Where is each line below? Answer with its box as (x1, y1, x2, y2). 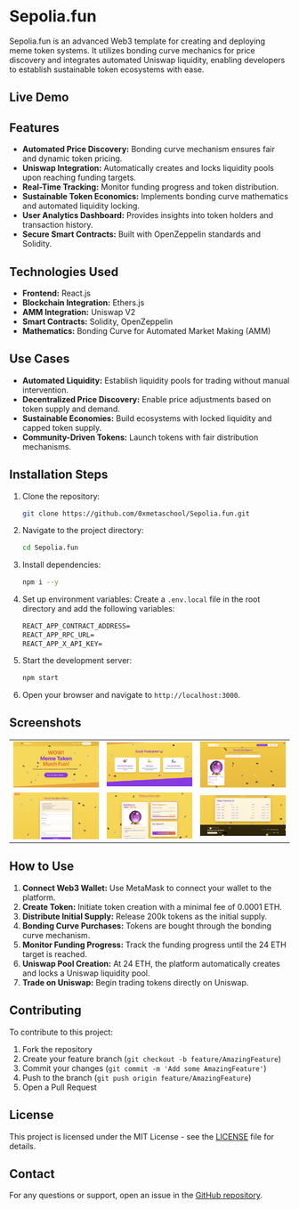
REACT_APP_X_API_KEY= (21, 639, 102, 649)
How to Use (9, 859, 75, 874)
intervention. (21, 385, 69, 395)
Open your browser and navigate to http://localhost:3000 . (21, 690, 240, 701)
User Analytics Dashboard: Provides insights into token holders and (21, 210, 274, 221)
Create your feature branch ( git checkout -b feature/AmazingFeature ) (21, 1053, 282, 1064)
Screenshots (9, 715, 82, 731)
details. (9, 1140, 36, 1151)
